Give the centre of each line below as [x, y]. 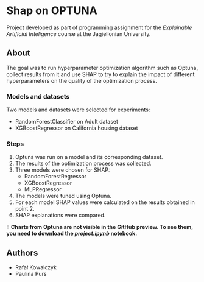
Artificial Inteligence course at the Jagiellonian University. [79, 33]
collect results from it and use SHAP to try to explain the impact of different [100, 74]
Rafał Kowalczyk [36, 267]
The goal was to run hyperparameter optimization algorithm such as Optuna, [102, 68]
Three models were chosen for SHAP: [62, 170]
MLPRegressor [43, 189]
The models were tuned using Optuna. [63, 196]
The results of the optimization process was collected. [83, 164]
